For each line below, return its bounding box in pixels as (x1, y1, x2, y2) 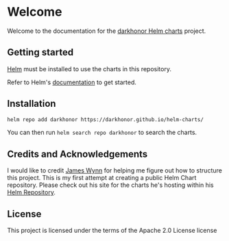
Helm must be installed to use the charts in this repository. (7, 64, 171, 73)
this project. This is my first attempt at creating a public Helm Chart (7, 174, 197, 182)
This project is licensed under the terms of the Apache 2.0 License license (7, 227, 217, 235)
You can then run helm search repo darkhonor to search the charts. (7, 128, 197, 137)
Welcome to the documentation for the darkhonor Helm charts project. (7, 27, 206, 35)
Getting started (7, 47, 74, 58)
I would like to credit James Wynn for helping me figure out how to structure (7, 166, 223, 175)
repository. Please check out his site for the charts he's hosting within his (7, 181, 214, 189)
